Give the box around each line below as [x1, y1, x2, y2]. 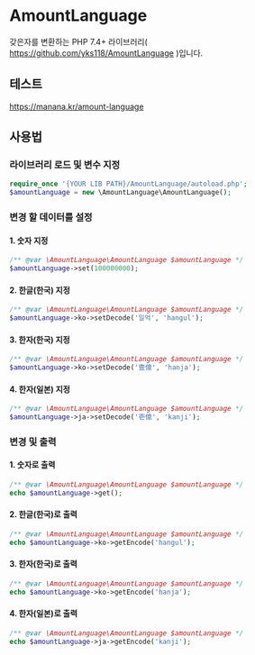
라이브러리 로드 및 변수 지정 [9, 159, 121, 171]
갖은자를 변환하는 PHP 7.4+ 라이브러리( [9, 36, 149, 47]
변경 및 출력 [9, 435, 57, 448]
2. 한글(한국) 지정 [9, 285, 70, 296]
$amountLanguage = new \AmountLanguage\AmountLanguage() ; [9, 188, 232, 197]
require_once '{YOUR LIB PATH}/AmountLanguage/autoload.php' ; [9, 179, 248, 189]
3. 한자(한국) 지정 [9, 334, 70, 345]
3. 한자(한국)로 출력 [9, 559, 78, 569]
